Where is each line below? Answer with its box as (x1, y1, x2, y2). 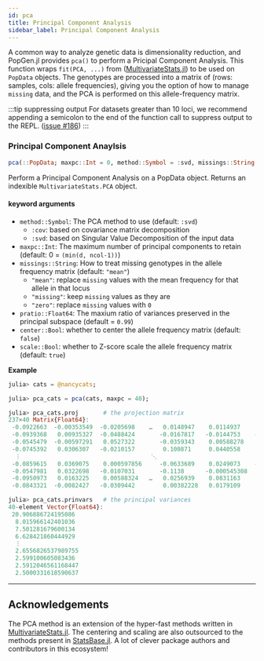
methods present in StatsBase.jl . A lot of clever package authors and (8, 635, 230, 645)
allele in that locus (31, 283, 90, 293)
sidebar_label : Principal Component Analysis (8, 26, 159, 34)
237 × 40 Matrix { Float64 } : (8, 416, 90, 424)
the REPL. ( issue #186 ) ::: (8, 121, 89, 130)
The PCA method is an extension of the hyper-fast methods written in (8, 619, 233, 628)
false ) (19, 333, 41, 342)
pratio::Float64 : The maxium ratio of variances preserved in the (19, 308, 230, 318)
